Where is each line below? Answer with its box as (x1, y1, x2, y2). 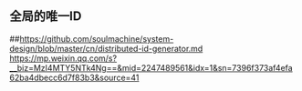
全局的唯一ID (9, 8, 82, 25)
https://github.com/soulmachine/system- (19, 33, 174, 44)
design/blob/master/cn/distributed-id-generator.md (9, 43, 203, 54)
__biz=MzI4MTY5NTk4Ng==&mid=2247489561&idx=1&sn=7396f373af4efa (9, 62, 294, 73)
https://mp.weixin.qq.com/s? (9, 53, 117, 64)
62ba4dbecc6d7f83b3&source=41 (9, 72, 140, 83)
